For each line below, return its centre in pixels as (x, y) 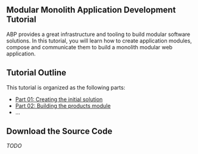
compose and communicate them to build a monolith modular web (89, 47)
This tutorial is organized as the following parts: (66, 87)
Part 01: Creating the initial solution (59, 99)
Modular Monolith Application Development (91, 10)
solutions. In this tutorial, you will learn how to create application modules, (99, 40)
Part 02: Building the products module (63, 105)
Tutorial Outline (37, 73)
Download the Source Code (59, 131)
